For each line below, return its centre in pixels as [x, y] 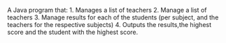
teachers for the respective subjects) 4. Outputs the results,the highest [110, 25]
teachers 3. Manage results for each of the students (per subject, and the [113, 17]
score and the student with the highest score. [73, 32]
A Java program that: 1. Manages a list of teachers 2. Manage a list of [107, 10]
